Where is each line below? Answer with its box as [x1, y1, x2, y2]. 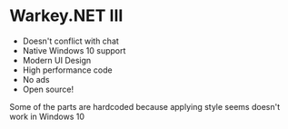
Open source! [22, 84, 74, 94]
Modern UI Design [22, 55, 92, 65]
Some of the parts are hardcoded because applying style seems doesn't [9, 101, 280, 112]
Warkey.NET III [9, 5, 124, 26]
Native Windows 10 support [22, 45, 126, 55]
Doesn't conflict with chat [22, 35, 120, 46]
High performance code [22, 64, 113, 75]
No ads [22, 74, 50, 84]
